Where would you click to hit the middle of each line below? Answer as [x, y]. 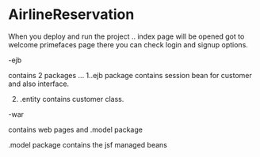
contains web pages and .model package [75, 129]
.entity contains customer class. [72, 99]
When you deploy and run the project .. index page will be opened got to [126, 36]
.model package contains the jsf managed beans [88, 144]
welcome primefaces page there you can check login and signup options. [128, 44]
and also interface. [39, 84]
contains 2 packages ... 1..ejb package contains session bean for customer [130, 75]
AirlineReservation [71, 15]
